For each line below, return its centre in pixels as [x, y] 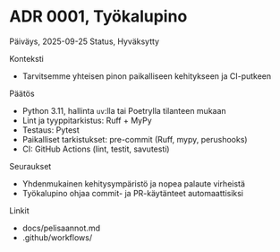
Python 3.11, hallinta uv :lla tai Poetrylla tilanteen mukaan [124, 110]
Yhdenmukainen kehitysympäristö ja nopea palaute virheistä [134, 183]
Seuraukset [30, 166]
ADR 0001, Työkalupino [98, 17]
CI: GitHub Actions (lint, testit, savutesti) [96, 149]
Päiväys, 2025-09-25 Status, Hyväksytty [84, 41]
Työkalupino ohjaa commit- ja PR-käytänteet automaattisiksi [133, 193]
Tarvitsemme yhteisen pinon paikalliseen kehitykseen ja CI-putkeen [147, 76]
